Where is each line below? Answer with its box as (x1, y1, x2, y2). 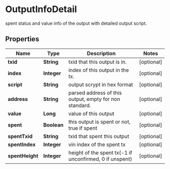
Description (87, 49, 116, 57)
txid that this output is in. (68, 58, 127, 65)
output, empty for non (68, 95, 120, 102)
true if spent (68, 125, 98, 132)
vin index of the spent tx (68, 141, 126, 148)
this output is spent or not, (68, 118, 131, 125)
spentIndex (8, 141, 36, 148)
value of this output (68, 110, 115, 117)
